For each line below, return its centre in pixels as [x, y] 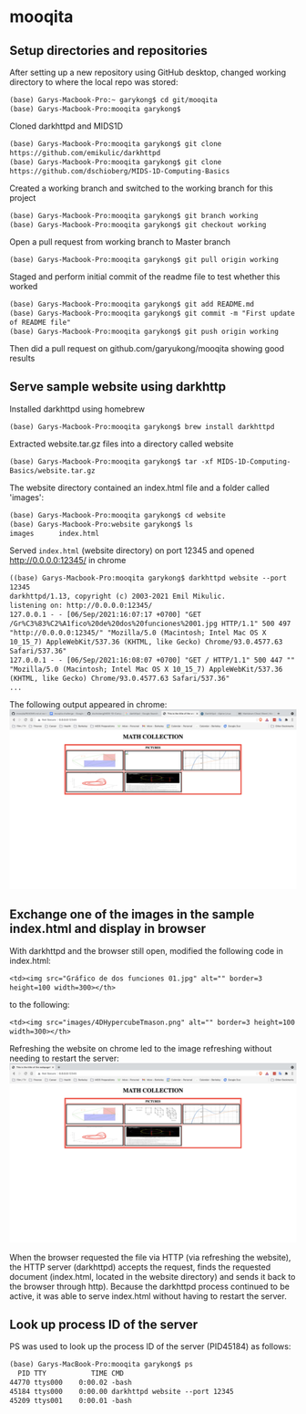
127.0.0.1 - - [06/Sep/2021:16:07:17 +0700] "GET [106, 614]
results [22, 358]
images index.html [55, 533]
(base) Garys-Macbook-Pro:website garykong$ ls [102, 524]
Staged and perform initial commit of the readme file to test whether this [145, 277]
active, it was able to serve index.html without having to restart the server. [148, 1296]
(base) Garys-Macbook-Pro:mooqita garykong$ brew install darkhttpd [142, 426]
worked [24, 286]
